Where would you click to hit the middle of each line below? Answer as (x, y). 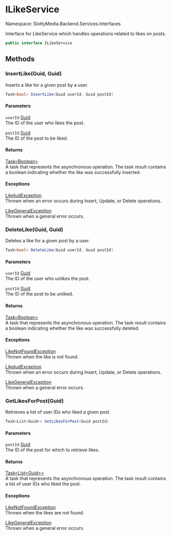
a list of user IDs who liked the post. (43, 484)
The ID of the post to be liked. (37, 138)
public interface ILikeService (39, 43)
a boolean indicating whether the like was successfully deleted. (72, 328)
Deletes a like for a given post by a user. (47, 241)
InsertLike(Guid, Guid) (34, 74)
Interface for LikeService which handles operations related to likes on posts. (86, 33)
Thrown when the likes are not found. (45, 512)
